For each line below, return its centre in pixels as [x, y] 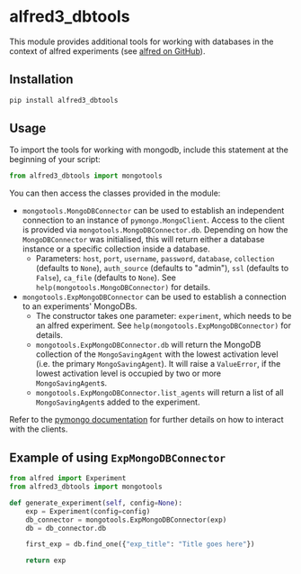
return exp [46, 560]
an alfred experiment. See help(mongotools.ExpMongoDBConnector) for [164, 325]
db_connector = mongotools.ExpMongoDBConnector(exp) [126, 520]
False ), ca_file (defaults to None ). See [106, 278]
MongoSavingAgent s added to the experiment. [118, 402]
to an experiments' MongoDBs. [80, 306]
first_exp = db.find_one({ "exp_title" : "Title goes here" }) [140, 544]
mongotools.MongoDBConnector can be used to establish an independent [153, 211]
